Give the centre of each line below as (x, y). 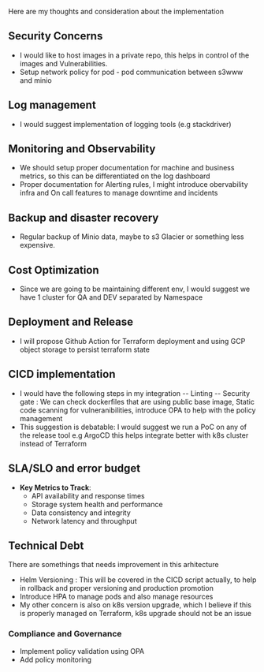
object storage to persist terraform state (84, 349)
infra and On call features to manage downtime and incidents (119, 193)
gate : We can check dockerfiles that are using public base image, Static (137, 401)
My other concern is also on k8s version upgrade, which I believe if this (136, 605)
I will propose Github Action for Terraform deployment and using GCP (132, 341)
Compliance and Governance (65, 634)
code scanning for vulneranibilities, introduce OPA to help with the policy (138, 410)
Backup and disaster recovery (84, 217)
